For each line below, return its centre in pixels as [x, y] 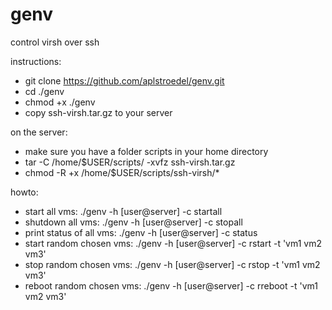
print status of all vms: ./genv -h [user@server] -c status [141, 232]
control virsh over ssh [55, 42]
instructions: [36, 61]
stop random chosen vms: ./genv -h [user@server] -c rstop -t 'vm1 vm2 [172, 264]
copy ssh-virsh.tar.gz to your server [98, 112]
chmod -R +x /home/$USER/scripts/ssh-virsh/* [122, 172]
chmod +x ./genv [60, 102]
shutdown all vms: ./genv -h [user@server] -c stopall [133, 222]
